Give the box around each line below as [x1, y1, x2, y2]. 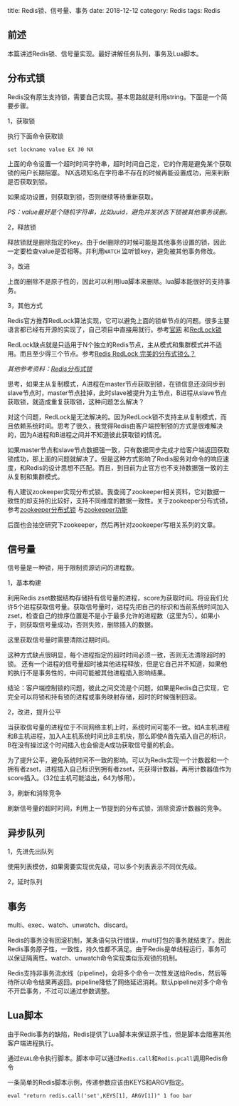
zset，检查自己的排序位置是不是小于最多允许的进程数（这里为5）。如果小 [7, 612, 221, 620]
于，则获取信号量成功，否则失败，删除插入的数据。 [7, 620, 157, 629]
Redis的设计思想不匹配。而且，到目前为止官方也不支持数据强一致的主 [26, 463, 230, 472]
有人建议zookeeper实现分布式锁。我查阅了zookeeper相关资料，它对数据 [7, 487, 220, 496]
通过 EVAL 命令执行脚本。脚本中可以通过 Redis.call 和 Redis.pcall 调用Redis [7, 1054, 222, 1063]
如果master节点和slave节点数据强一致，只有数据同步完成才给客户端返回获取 [7, 445, 230, 454]
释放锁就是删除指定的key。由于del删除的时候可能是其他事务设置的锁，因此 [7, 237, 226, 246]
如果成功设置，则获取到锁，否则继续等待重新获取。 [7, 192, 157, 201]
